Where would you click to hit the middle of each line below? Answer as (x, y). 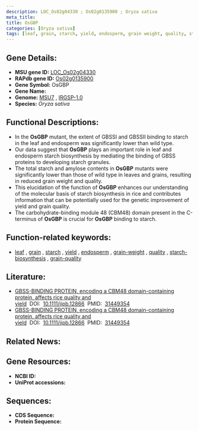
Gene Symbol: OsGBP (42, 84)
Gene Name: (30, 91)
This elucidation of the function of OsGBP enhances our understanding (101, 187)
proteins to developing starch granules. (62, 162)
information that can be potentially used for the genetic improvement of (102, 200)
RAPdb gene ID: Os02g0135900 (54, 78)
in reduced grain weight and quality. (58, 181)
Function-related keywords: (59, 237)
